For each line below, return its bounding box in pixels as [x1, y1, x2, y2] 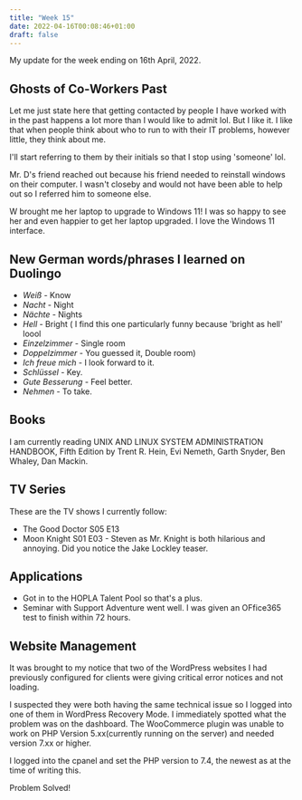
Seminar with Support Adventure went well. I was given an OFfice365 [22, 602, 282, 613]
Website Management [9, 638, 137, 653]
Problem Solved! [9, 783, 71, 794]
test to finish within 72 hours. [22, 612, 131, 623]
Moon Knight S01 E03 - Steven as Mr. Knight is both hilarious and [22, 533, 266, 544]
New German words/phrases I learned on [9, 251, 246, 267]
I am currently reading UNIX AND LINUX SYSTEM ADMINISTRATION [9, 436, 264, 447]
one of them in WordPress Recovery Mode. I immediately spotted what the [9, 708, 287, 720]
